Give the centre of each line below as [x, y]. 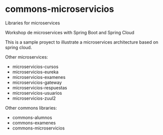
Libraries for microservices [33, 23]
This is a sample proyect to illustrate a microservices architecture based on [82, 42]
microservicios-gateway [37, 82]
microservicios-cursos [35, 67]
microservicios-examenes [39, 77]
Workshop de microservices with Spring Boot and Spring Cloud [70, 32]
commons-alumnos [32, 117]
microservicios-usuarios [37, 93]
